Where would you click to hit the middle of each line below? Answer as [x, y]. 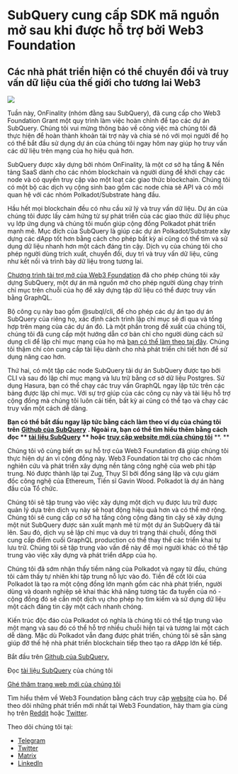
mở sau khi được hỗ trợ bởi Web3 [106, 30]
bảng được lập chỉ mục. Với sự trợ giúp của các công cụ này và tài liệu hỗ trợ [119, 393]
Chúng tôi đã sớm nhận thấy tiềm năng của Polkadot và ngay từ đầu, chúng [117, 569]
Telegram [32, 741]
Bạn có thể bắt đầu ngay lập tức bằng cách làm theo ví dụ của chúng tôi [114, 422]
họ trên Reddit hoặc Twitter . [48, 713]
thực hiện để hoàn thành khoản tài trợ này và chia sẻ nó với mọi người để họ [118, 136]
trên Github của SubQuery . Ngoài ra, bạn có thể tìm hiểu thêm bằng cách [118, 429]
